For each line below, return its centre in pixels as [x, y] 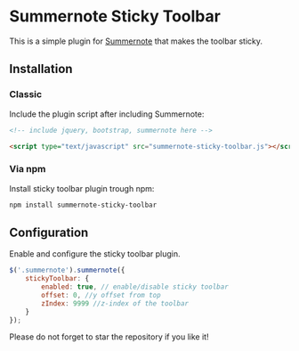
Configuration [49, 232]
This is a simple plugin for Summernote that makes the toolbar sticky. [136, 41]
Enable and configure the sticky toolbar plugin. [95, 254]
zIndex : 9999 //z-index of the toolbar [115, 303]
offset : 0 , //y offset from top [101, 295]
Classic [26, 94]
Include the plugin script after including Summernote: [107, 114]
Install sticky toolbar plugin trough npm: [82, 188]
